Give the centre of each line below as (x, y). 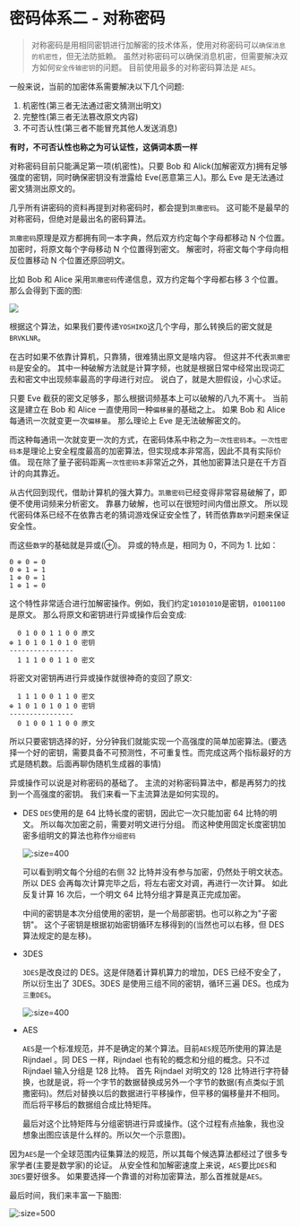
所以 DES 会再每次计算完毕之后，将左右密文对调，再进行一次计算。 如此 (155, 883)
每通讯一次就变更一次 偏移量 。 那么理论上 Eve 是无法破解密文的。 (128, 420)
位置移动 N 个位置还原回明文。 (73, 260)
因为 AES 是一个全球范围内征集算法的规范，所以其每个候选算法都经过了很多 (145, 1153)
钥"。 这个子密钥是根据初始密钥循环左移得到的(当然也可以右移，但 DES (153, 924)
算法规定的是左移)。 (59, 935)
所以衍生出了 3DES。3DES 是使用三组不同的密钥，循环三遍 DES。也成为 (155, 983)
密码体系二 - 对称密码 (87, 18)
